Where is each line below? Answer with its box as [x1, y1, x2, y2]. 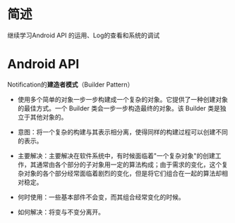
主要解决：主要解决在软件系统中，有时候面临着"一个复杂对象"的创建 [17, 151, 215, 160]
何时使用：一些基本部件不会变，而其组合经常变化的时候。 [17, 193, 185, 201]
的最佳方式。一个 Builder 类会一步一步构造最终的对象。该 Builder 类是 [17, 103, 220, 113]
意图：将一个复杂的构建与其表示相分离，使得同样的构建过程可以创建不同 [17, 127, 228, 136]
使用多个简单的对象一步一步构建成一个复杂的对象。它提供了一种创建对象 [17, 95, 228, 103]
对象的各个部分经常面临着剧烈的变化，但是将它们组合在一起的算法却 [23, 169, 222, 177]
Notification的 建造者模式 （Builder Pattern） [7, 80, 134, 89]
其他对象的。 [30, 113, 68, 121]
